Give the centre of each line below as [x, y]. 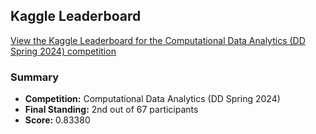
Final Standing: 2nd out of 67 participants [111, 110]
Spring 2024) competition [63, 51]
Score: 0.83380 [57, 120]
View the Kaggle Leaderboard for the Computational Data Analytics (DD [158, 40]
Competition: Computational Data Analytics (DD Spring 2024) [152, 99]
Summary [35, 77]
